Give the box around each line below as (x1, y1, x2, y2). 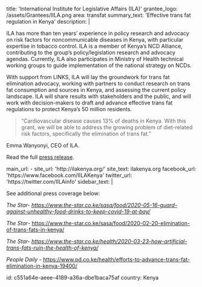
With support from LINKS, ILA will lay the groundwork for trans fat (6, 74, 171, 80)
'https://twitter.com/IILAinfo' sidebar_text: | (6, 178, 113, 185)
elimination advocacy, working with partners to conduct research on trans (6, 80, 191, 87)
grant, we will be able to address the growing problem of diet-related (21, 124, 193, 131)
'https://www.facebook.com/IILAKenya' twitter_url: (6, 172, 132, 179)
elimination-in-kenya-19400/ (6, 262, 77, 269)
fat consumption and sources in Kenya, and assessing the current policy (6, 86, 186, 93)
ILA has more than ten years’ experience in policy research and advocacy (6, 30, 189, 37)
